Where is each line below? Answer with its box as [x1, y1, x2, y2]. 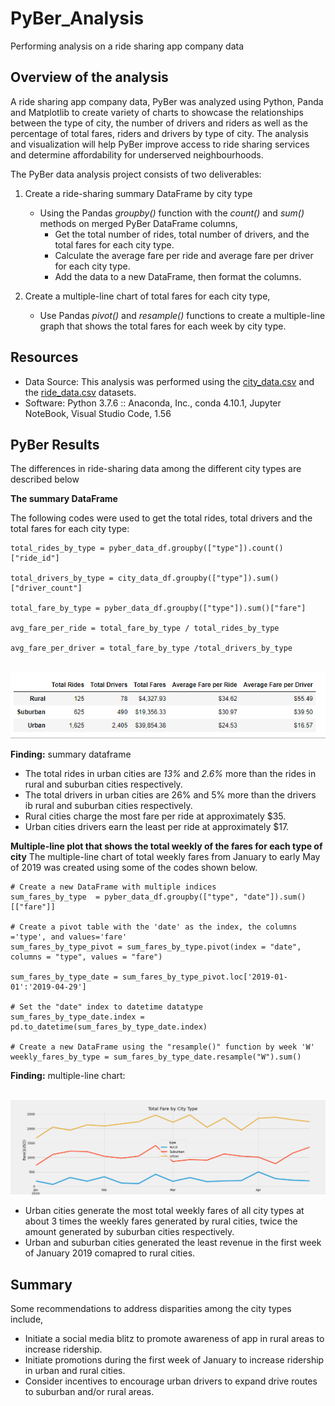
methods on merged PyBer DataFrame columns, [39, 217, 238, 229]
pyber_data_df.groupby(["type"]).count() [108, 543, 284, 554]
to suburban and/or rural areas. [24, 1385, 155, 1397]
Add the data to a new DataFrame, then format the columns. [54, 270, 302, 282]
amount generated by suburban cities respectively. [24, 1226, 235, 1238]
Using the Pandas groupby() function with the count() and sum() [39, 207, 305, 219]
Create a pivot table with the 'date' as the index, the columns [19, 922, 298, 932]
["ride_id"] [10, 553, 60, 564]
